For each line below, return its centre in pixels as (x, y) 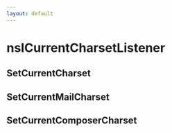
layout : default (30, 14)
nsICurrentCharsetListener (86, 47)
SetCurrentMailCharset (58, 97)
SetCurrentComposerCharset (72, 120)
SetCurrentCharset (49, 73)
